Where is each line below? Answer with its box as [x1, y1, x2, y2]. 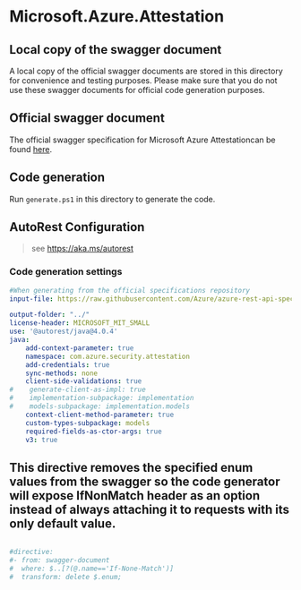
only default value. [9, 516, 116, 531]
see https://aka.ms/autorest [30, 244, 134, 254]
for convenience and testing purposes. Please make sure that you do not [9, 75, 278, 86]
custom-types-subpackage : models [25, 418, 150, 427]
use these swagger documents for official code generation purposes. [9, 85, 266, 95]
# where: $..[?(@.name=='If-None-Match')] [9, 564, 175, 574]
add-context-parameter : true [25, 343, 134, 353]
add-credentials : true [25, 360, 110, 369]
